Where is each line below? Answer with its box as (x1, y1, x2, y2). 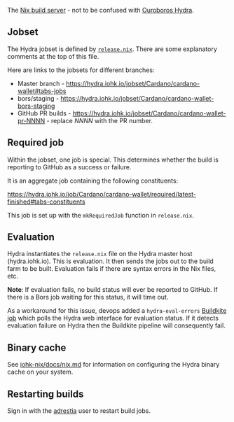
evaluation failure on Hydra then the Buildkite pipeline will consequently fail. (7, 321, 226, 330)
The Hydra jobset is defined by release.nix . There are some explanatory (7, 45, 217, 53)
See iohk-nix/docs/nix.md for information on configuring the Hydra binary (7, 360, 220, 369)
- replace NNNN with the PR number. (46, 116, 153, 125)
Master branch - (17, 79, 65, 87)
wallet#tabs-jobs (17, 87, 67, 95)
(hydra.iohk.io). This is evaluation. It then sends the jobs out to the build (7, 257, 214, 265)
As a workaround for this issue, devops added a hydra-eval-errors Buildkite (7, 307, 227, 315)
